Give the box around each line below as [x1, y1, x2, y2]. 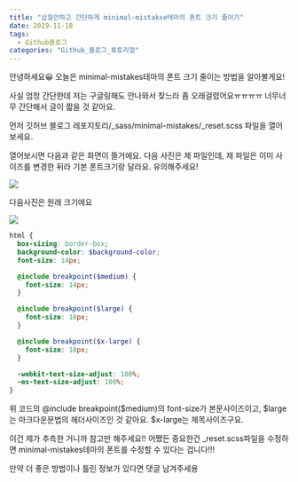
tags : [9, 29, 29, 38]
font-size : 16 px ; [25, 312, 90, 322]
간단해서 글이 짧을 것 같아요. [18, 101, 116, 112]
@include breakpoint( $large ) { [17, 304, 133, 313]
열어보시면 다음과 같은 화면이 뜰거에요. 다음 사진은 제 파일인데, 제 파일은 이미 [9, 150, 274, 161]
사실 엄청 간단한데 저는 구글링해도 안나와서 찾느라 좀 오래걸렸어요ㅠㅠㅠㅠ [9, 91, 263, 101]
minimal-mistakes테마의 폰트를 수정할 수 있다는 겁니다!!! [18, 445, 216, 455]
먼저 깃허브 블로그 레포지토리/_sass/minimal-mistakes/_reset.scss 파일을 [9, 121, 267, 131]
